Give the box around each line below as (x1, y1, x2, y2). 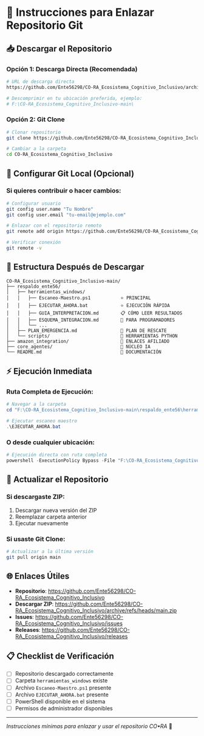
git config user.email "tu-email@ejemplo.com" (6, 211, 126, 218)
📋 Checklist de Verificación (6, 651, 114, 661)
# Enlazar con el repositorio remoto (6, 222, 102, 229)
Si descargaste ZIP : (6, 493, 65, 501)
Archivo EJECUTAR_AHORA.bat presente (15, 691, 109, 698)
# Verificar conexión (6, 239, 61, 246)
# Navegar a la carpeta (6, 402, 67, 408)
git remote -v (6, 245, 42, 252)
